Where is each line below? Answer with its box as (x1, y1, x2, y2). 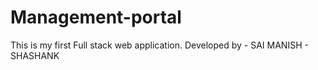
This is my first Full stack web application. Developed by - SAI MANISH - (10, 39, 309, 51)
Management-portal (10, 6, 182, 29)
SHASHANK (10, 49, 60, 61)
